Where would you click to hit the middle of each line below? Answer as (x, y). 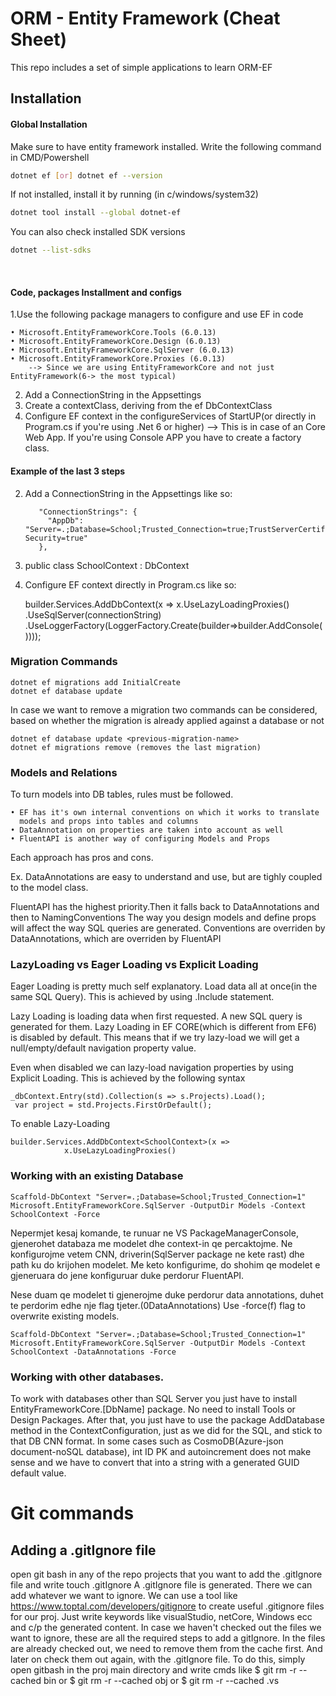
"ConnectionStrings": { (88, 512)
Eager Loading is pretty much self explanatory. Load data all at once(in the (164, 986)
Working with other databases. (87, 1377)
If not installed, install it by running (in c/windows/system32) (134, 194)
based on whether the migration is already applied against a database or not (167, 720)
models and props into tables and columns (109, 822)
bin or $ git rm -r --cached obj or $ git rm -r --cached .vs (161, 1681)
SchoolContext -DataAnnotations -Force (93, 1352)
